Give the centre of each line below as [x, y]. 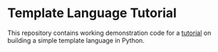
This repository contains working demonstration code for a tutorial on [109, 33]
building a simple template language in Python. [76, 40]
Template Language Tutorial [92, 13]
